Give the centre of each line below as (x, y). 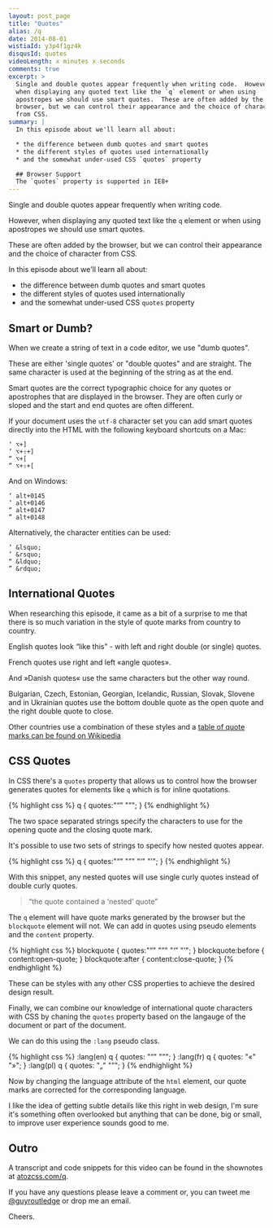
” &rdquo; (25, 568)
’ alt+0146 (27, 503)
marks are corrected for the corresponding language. (97, 1090)
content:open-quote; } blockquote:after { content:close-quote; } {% (121, 958)
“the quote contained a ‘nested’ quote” (93, 901)
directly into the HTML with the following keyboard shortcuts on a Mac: (127, 429)
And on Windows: (38, 480)
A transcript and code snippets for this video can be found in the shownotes (136, 1168)
